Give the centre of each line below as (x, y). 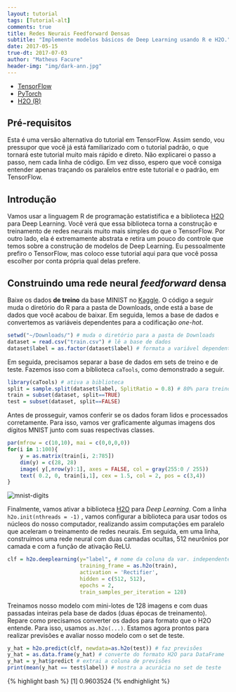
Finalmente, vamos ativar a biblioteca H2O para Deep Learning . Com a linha (117, 509)
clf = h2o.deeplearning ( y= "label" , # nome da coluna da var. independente (119, 559)
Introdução (32, 199)
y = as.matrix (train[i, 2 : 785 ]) (67, 456)
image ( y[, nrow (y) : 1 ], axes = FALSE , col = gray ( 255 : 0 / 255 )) (114, 469)
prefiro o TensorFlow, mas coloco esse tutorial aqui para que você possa (112, 254)
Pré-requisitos (40, 123)
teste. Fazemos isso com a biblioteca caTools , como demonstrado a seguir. (116, 369)
